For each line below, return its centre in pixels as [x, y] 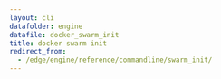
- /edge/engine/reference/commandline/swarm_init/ [115, 60]
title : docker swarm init [58, 43]
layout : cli [32, 18]
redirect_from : [38, 52]
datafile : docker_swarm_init [64, 35]
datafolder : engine [46, 26]
